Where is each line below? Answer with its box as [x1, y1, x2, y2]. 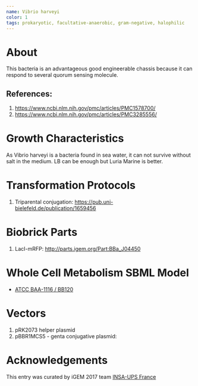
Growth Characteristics [6, 132, 124, 145]
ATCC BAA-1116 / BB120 [14, 285, 73, 292]
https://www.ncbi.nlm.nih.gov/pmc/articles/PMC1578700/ [14, 105, 156, 112]
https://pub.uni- [74, 198, 114, 206]
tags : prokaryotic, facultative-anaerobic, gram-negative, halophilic [6, 20, 185, 26]
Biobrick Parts [6, 226, 78, 239]
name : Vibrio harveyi [6, 8, 60, 15]
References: [6, 89, 52, 99]
